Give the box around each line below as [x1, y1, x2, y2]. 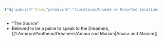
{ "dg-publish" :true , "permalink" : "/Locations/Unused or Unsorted [4, 7, 138, 12]
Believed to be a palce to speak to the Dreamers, [11, 25, 110, 31]
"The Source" [11, 20, 39, 26]
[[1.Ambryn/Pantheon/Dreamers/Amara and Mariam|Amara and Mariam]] [11, 30, 158, 36]
